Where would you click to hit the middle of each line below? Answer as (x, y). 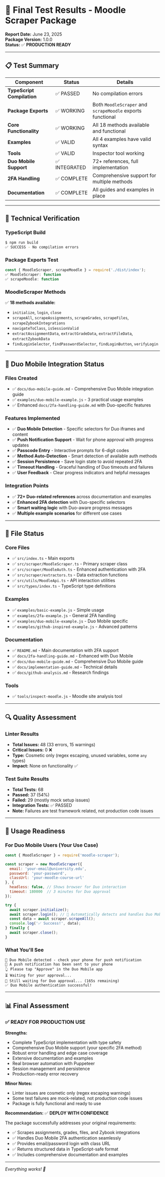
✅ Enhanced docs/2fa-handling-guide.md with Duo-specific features (82, 405)
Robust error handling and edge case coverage (60, 1053)
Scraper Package (41, 20)
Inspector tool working (119, 153)
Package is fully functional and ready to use (57, 1103)
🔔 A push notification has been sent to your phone (59, 965)
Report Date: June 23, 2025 (34, 34)
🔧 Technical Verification (42, 219)
